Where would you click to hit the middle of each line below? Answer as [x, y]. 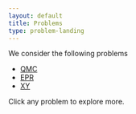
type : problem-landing [46, 31]
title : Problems [35, 23]
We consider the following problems [68, 54]
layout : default [35, 16]
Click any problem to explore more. [66, 102]
